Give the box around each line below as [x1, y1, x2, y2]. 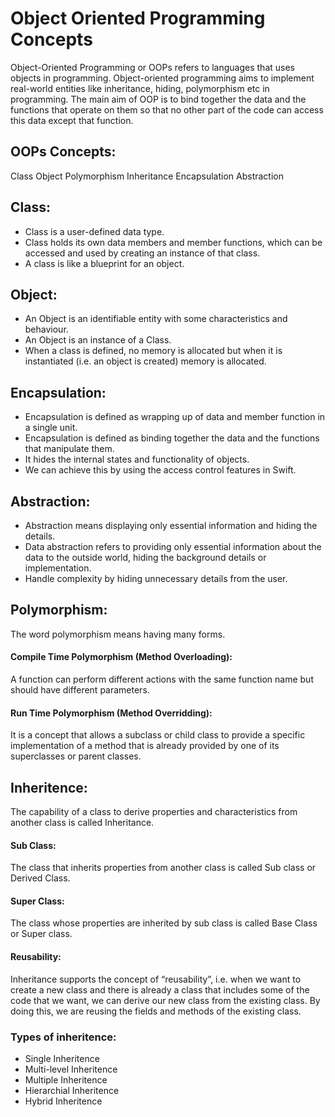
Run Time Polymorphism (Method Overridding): [10, 707, 213, 719]
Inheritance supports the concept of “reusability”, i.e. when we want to [10, 973, 302, 985]
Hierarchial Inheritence [24, 1084, 120, 1096]
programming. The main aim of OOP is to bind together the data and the [10, 93, 307, 105]
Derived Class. [10, 872, 71, 884]
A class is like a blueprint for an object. [24, 257, 185, 269]
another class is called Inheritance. [10, 817, 155, 829]
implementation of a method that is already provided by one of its [10, 740, 280, 752]
